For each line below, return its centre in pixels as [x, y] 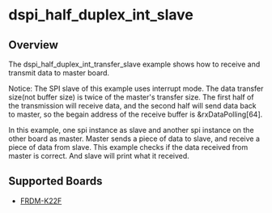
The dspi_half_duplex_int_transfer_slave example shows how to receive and [134, 64]
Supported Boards [55, 181]
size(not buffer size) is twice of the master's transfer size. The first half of [131, 97]
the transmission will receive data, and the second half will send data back [132, 106]
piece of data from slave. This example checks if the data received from [128, 147]
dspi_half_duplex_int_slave [101, 15]
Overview [34, 45]
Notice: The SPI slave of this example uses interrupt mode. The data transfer [136, 88]
